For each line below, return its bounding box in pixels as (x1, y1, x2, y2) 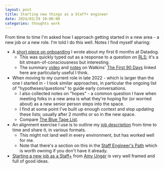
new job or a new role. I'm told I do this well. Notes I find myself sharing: (5, 40, 151, 46)
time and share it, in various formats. (12, 127, 87, 133)
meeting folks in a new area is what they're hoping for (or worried (19, 96, 152, 102)
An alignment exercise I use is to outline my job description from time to (12, 122, 157, 128)
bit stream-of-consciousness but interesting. (19, 59, 110, 65)
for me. (19, 138, 34, 144)
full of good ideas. (12, 158, 49, 164)
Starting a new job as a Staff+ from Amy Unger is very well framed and (12, 153, 155, 159)
